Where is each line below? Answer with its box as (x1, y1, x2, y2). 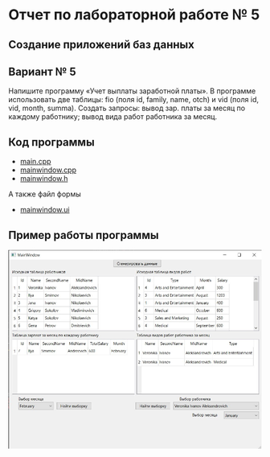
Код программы (8, 135, 95, 149)
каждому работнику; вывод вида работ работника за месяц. (8, 112, 218, 121)
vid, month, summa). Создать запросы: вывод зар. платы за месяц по (8, 103, 246, 113)
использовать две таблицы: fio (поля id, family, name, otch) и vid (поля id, (8, 95, 260, 105)
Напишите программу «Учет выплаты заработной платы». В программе (8, 86, 256, 96)
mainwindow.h (19, 174, 68, 183)
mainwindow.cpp (19, 165, 77, 175)
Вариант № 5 (8, 64, 76, 78)
